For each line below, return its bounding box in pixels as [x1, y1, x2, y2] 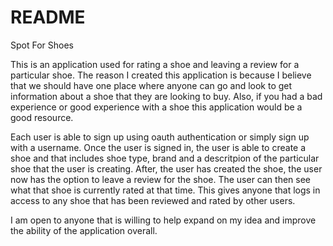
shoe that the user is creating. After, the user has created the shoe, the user [10, 162, 323, 175]
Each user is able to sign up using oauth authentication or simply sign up [10, 131, 310, 143]
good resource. [10, 111, 74, 123]
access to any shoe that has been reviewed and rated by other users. [10, 194, 296, 206]
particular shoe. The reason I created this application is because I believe [10, 69, 312, 81]
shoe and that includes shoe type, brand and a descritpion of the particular [10, 152, 320, 164]
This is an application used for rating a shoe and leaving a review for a [10, 58, 300, 70]
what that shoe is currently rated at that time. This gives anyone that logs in [10, 184, 321, 196]
